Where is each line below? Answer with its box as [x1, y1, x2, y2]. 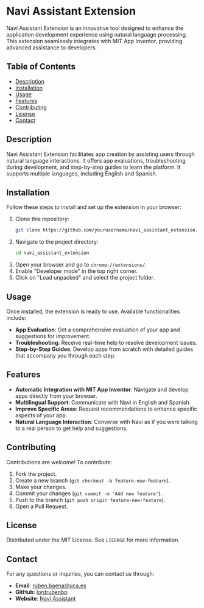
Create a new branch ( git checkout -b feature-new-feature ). [15, 476, 171, 484]
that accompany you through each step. [15, 352, 116, 359]
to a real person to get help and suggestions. [15, 425, 128, 432]
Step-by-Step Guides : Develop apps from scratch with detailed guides [15, 345, 194, 353]
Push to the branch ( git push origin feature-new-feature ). [15, 496, 166, 503]
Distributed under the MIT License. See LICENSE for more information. [6, 536, 180, 543]
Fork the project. [15, 470, 57, 478]
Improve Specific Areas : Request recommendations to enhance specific [15, 405, 198, 412]
